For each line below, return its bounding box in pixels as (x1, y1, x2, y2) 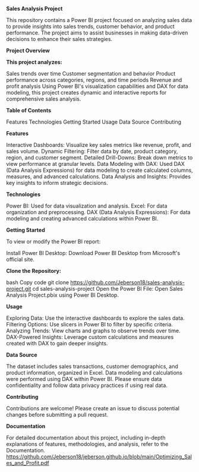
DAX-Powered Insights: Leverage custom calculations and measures (6, 333, 174, 341)
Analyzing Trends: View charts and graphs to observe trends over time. (6, 327, 181, 334)
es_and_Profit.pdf (6, 460, 49, 466)
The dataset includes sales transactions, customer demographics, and (6, 363, 178, 370)
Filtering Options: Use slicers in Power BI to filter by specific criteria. (6, 321, 173, 328)
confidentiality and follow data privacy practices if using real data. (6, 382, 168, 389)
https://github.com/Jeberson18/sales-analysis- (70, 279, 185, 286)
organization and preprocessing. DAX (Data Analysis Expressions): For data (6, 209, 191, 216)
